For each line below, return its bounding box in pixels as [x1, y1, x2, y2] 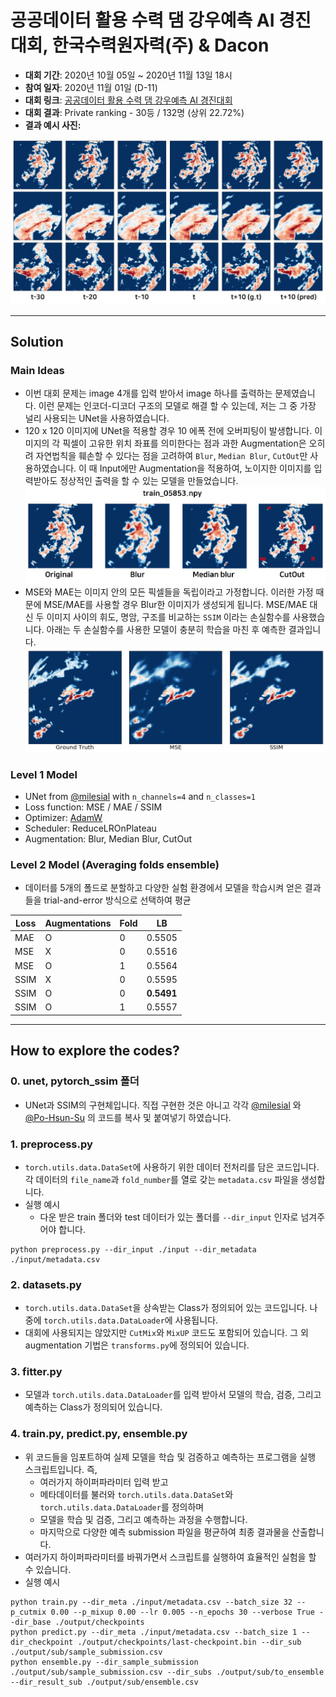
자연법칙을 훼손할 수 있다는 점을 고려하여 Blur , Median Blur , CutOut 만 [35, 450, 308, 462]
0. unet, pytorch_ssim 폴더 [10, 1074, 140, 1088]
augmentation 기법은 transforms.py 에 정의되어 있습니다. [24, 1339, 250, 1351]
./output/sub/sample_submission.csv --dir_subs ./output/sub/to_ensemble [10, 1667, 325, 1677]
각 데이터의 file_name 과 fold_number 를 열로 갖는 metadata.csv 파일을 [24, 1173, 299, 1185]
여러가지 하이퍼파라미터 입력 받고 [39, 1476, 169, 1488]
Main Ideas [10, 364, 65, 378]
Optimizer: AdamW [24, 812, 103, 824]
